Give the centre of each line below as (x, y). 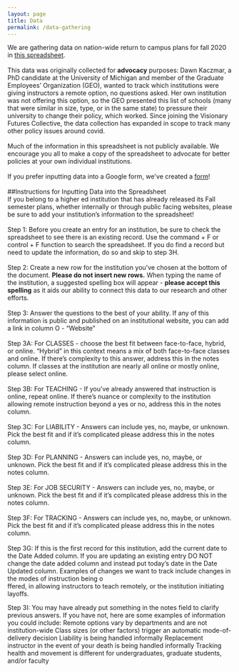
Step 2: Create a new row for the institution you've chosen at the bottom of (117, 268)
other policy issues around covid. (56, 131)
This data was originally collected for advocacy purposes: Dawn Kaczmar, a (119, 70)
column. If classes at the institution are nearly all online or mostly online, (113, 366)
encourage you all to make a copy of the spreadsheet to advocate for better (119, 154)
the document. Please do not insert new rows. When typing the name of (115, 275)
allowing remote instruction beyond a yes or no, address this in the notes (114, 404)
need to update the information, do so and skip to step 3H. (93, 252)
